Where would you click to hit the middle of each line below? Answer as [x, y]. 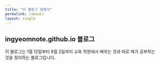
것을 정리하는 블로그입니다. [30, 58]
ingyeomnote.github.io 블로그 [50, 39]
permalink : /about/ [25, 14]
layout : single [20, 18]
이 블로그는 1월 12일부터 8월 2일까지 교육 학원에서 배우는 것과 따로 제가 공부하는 [80, 52]
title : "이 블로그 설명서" [29, 9]
